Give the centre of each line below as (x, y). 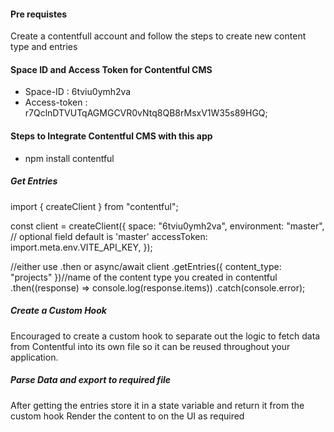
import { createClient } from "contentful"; (94, 206)
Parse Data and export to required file (90, 380)
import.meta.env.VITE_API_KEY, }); (81, 247)
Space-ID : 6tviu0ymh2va (78, 92)
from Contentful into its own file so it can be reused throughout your (150, 346)
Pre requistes (39, 14)
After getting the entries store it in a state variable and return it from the (157, 405)
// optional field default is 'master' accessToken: (109, 236)
